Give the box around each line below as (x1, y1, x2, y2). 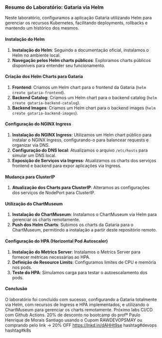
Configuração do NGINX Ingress (5, 121, 71, 127)
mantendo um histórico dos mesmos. (5, 25, 79, 31)
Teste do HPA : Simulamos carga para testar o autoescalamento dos (12, 269, 148, 275)
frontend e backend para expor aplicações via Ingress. (12, 163, 122, 169)
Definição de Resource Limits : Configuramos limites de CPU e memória (12, 259, 156, 265)
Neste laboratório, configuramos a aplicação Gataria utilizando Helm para (5, 15, 152, 21)
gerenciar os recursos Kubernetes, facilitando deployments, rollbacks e (5, 20, 148, 26)
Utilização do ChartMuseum (5, 200, 63, 207)
